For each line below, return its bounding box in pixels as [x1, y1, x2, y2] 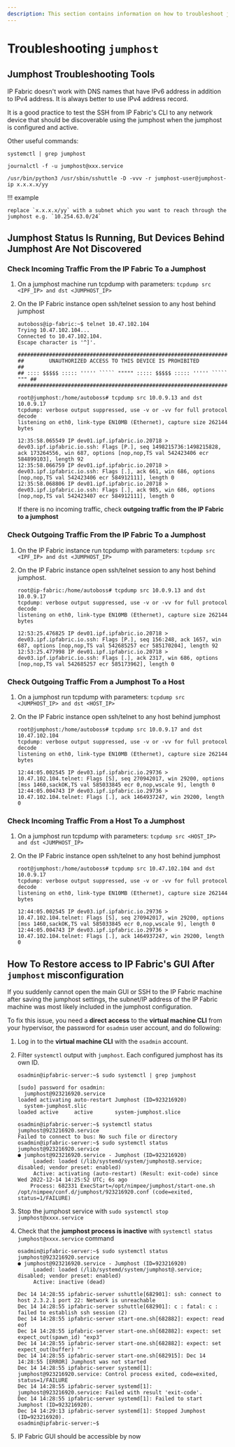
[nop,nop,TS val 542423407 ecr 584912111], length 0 [17, 493, 175, 500]
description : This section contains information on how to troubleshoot [7, 10, 224, 18]
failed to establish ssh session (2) [17, 1309, 128, 1316]
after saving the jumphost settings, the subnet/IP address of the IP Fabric [7, 995, 218, 1004]
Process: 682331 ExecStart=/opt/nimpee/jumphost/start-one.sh [30, 1182, 215, 1190]
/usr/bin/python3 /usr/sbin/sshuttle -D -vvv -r [7, 175, 152, 182]
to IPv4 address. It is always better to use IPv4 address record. [7, 94, 189, 103]
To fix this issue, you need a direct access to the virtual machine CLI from [7, 1016, 222, 1025]
